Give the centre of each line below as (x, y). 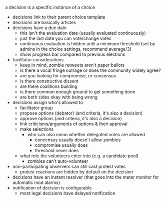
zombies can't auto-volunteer (58, 161)
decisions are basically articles (44, 22)
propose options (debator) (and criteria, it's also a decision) (81, 113)
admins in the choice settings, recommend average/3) (75, 49)
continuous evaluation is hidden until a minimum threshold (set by (87, 44)
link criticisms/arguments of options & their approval (73, 124)
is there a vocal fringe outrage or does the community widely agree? (90, 70)
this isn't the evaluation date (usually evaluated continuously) (83, 33)
